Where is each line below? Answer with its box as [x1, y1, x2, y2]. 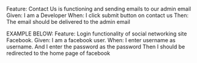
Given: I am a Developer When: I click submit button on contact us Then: [6, 12, 189, 19]
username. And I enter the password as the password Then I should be [6, 43, 185, 50]
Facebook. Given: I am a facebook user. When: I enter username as [6, 37, 176, 43]
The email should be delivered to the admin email [6, 18, 130, 25]
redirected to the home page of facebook [6, 50, 111, 57]
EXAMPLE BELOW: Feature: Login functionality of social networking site [6, 30, 187, 37]
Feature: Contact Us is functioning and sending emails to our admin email [6, 6, 191, 12]
